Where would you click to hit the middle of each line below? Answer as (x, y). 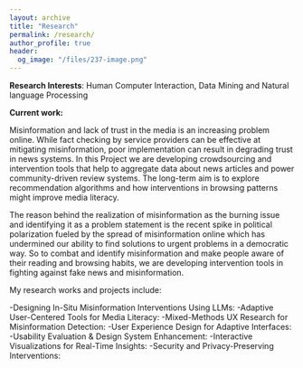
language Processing (49, 95)
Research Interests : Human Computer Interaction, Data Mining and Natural (149, 85)
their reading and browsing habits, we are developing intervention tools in (146, 263)
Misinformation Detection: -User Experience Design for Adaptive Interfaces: (151, 327)
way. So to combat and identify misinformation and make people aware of (147, 253)
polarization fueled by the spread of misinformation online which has (137, 234)
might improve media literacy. (64, 197)
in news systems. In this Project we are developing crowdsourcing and (141, 159)
